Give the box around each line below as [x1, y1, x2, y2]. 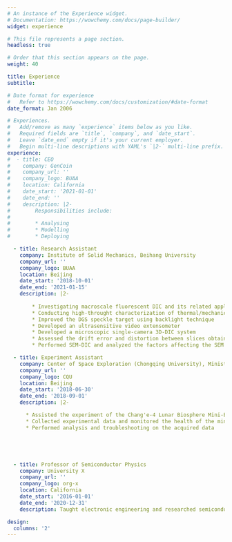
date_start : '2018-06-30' [19, 386, 95, 394]
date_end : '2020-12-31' [19, 499, 88, 506]
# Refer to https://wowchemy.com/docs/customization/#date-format [7, 98, 209, 106]
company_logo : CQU [19, 374, 72, 380]
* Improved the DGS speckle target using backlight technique [32, 316, 215, 323]
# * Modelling [7, 226, 70, 233]
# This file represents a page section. [7, 35, 126, 42]
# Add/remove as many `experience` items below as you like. [7, 124, 193, 131]
